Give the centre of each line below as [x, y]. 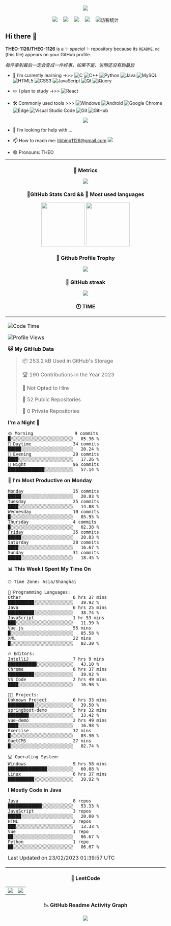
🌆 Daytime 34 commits [53, 444]
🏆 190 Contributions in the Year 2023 [68, 375]
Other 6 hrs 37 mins [57, 597]
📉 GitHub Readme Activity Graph [85, 905]
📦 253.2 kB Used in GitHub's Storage [68, 361]
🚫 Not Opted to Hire [46, 388]
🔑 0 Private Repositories [51, 411]
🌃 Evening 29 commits [53, 454]
